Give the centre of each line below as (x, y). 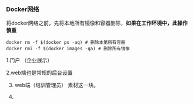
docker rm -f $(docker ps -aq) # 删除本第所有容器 (66, 43)
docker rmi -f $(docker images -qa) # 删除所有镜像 (68, 49)
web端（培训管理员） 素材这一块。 (56, 85)
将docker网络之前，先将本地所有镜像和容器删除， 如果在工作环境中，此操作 (97, 23)
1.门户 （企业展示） (29, 60)
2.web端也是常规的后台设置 (39, 73)
